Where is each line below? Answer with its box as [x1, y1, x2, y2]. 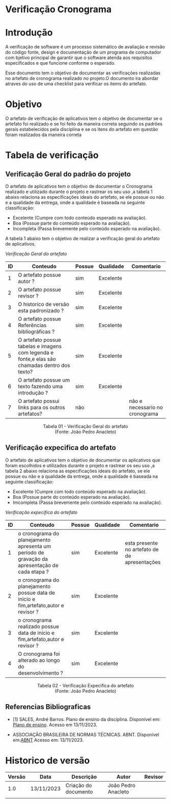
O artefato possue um [18, 377, 70, 384]
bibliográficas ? [18, 328, 55, 335]
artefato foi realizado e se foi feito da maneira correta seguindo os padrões [5, 121, 163, 127]
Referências [18, 322, 47, 329]
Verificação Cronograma [5, 4, 112, 15]
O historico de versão [18, 301, 70, 308]
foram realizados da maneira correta [5, 131, 82, 138]
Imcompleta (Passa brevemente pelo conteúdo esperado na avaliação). [12, 499, 162, 505]
